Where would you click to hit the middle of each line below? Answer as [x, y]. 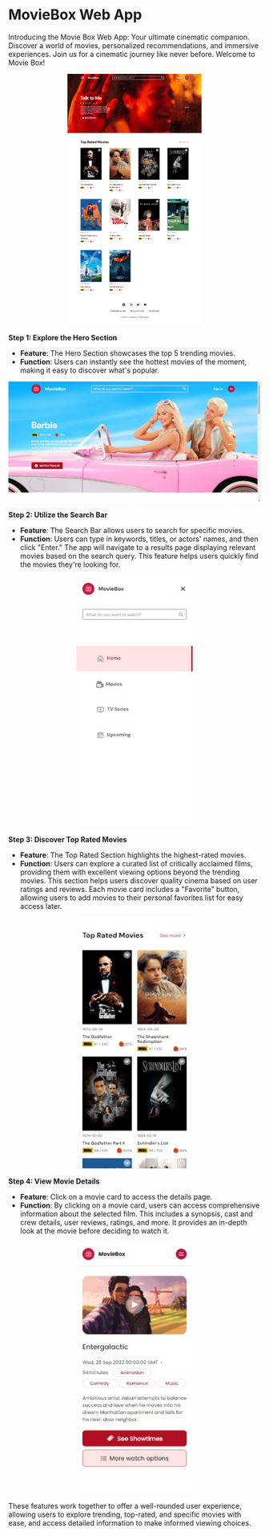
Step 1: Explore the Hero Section [63, 337]
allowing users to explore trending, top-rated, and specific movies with [125, 1514]
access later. [41, 907]
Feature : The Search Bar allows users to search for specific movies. [132, 531]
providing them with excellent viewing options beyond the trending [130, 872]
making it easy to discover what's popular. [90, 370]
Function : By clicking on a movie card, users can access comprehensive [140, 1205]
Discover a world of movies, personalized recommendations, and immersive [133, 45]
